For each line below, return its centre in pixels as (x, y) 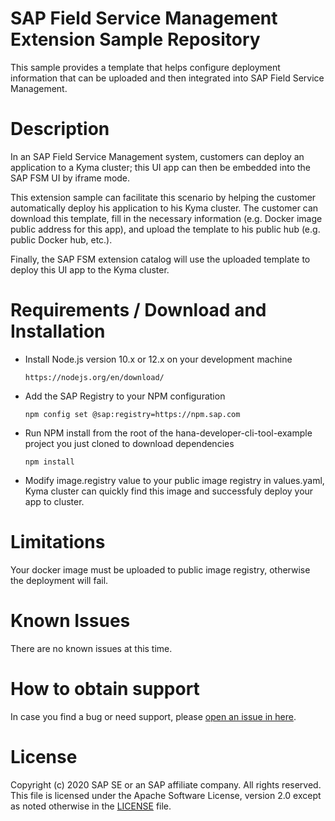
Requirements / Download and (138, 310)
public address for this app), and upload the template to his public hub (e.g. (165, 229)
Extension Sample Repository (135, 39)
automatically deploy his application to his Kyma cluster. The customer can (164, 208)
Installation (58, 331)
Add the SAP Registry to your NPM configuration (125, 396)
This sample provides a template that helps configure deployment (145, 67)
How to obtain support (105, 688)
